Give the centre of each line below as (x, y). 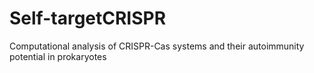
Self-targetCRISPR (88, 18)
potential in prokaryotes (58, 56)
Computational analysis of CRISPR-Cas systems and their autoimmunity (157, 46)
